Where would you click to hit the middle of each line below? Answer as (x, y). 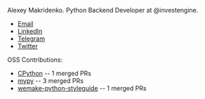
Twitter (28, 46)
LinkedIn (30, 31)
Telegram (31, 39)
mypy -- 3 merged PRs (51, 81)
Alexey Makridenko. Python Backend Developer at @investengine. (103, 10)
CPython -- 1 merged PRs (54, 73)
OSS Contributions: (35, 60)
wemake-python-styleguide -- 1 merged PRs (82, 88)
